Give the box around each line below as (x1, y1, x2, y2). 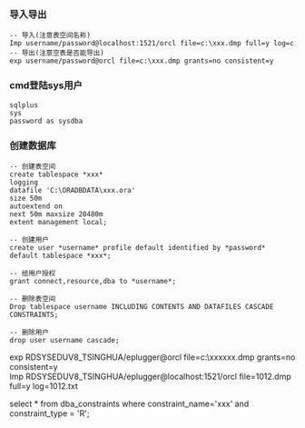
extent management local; (9, 217, 107, 226)
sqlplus (9, 100, 39, 110)
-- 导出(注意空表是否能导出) (9, 48, 104, 58)
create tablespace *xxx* (9, 170, 103, 179)
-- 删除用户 (9, 327, 50, 337)
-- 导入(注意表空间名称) (9, 31, 91, 40)
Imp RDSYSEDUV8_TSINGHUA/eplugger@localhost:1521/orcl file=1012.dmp (9, 371, 292, 382)
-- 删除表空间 (9, 294, 56, 304)
